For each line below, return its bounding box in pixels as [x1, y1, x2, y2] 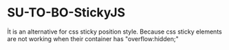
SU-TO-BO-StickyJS [7, 5, 126, 21]
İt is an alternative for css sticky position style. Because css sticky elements [7, 27, 222, 36]
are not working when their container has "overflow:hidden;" [7, 34, 179, 42]
